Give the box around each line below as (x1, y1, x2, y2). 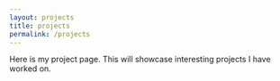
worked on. (9, 63, 51, 74)
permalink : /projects (9, 29, 91, 38)
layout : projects (9, 12, 75, 22)
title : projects (9, 21, 70, 30)
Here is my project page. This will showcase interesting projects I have (9, 54, 272, 65)
